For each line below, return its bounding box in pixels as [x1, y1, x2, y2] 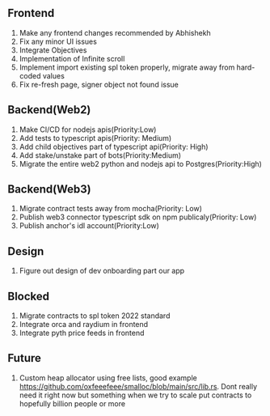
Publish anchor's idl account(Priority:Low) [19, 221, 159, 231]
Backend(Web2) [7, 103, 91, 117]
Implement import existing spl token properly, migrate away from [19, 62, 235, 72]
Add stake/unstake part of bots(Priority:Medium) [19, 150, 182, 160]
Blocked [7, 289, 50, 303]
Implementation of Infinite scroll [19, 53, 125, 63]
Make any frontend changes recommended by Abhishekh [19, 28, 211, 37]
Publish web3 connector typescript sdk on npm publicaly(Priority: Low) [19, 212, 257, 222]
